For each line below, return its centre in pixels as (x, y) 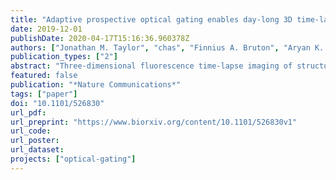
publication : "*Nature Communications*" (96, 85)
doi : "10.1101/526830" (57, 103)
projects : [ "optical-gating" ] (73, 159)
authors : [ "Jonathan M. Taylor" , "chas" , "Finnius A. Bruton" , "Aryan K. (167, 47)
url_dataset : (37, 150)
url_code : (31, 131)
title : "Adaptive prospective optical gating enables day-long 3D (151, 19)
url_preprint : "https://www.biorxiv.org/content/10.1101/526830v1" (154, 122)
